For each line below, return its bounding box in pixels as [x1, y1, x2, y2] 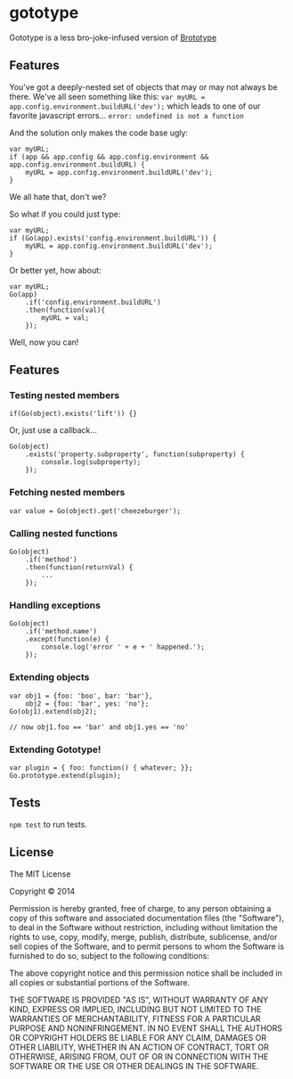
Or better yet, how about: [9, 265, 102, 275]
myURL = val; [41, 313, 90, 323]
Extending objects [9, 671, 90, 683]
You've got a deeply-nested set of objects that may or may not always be [9, 81, 278, 92]
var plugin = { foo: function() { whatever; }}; [9, 763, 193, 772]
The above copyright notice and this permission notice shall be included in [9, 968, 282, 978]
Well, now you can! [9, 337, 79, 347]
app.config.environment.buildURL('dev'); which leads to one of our [9, 101, 261, 111]
